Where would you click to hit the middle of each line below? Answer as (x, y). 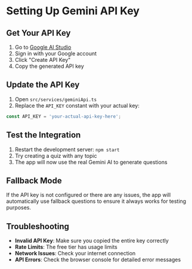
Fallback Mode (34, 181)
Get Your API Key (38, 33)
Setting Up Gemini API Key (73, 11)
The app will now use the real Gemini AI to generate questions (91, 162)
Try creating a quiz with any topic (56, 155)
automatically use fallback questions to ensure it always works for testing (96, 201)
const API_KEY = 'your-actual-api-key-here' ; (64, 116)
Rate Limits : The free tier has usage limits (66, 247)
